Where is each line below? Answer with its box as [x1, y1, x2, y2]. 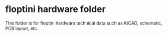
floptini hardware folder [5, 3, 106, 15]
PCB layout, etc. [5, 25, 39, 31]
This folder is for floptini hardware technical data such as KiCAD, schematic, [5, 20, 162, 26]
